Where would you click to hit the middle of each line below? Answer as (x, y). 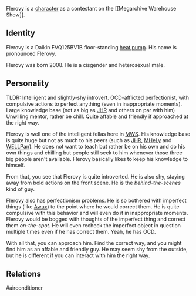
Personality (28, 84)
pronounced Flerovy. (31, 53)
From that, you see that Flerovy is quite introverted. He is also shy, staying (95, 176)
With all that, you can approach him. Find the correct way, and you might (94, 243)
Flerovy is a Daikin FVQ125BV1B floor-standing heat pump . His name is (92, 47)
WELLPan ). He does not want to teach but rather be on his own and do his (96, 146)
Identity (21, 33)
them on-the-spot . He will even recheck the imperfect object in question (93, 225)
